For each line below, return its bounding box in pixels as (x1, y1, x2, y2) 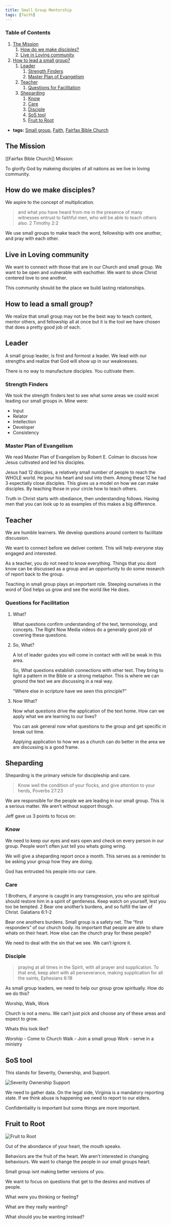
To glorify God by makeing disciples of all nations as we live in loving (5, 165, 150, 172)
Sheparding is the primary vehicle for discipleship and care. (5, 772, 131, 779)
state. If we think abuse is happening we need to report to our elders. (5, 1095, 151, 1101)
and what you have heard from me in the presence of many (17, 209, 143, 215)
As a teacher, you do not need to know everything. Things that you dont (5, 560, 157, 566)
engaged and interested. (5, 550, 57, 557)
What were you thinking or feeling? (5, 1194, 79, 1200)
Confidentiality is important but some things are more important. (5, 1105, 140, 1111)
